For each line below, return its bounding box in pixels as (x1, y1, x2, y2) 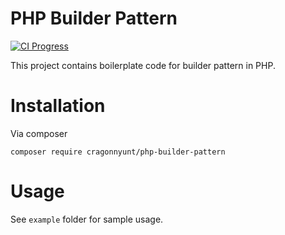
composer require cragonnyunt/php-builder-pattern (10, 147, 226, 157)
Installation (10, 95, 106, 117)
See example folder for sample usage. (10, 213, 164, 225)
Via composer (10, 127, 68, 139)
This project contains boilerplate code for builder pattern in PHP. (10, 59, 276, 71)
